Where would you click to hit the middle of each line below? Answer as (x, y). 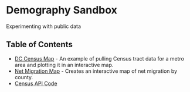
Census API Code (36, 83)
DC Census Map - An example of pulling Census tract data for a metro (99, 58)
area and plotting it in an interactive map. (64, 65)
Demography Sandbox (62, 10)
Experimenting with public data (43, 26)
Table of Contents (40, 45)
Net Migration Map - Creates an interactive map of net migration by (96, 71)
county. (24, 77)
